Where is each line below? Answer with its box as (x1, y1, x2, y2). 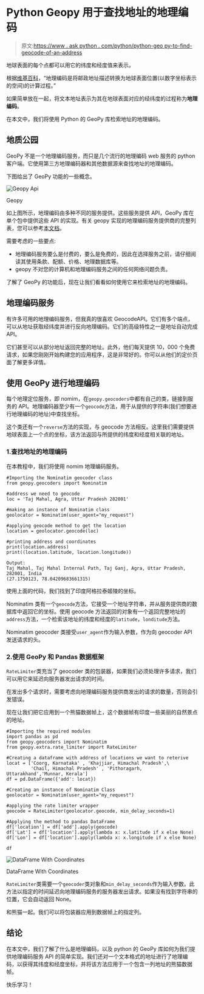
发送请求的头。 (6, 636, 44, 643)
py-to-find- (164, 42, 192, 49)
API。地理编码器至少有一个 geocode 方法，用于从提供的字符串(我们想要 (18, 402, 192, 410)
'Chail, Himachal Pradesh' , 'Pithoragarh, (30, 765, 143, 771)
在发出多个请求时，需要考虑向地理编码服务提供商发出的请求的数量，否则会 (6, 688, 192, 695)
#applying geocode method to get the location (6, 522, 126, 529)
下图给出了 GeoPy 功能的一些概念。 (6, 173, 95, 180)
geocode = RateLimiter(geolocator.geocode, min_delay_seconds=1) (6, 808, 175, 814)
